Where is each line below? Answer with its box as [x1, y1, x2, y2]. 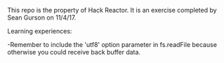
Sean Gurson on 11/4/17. [7, 13, 77, 22]
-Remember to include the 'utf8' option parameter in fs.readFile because [7, 41, 218, 48]
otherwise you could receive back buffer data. [7, 48, 141, 56]
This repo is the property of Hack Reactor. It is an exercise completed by [7, 6, 217, 14]
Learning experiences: [7, 27, 72, 35]
